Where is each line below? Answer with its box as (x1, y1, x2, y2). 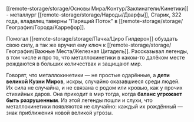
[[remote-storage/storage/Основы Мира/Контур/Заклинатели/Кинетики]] (6, 5, 189, 12)
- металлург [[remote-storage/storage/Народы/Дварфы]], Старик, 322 (6, 11, 182, 18)
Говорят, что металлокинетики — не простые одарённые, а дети (6, 72, 170, 78)
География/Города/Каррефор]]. (6, 24, 86, 31)
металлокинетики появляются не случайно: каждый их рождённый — (6, 103, 183, 110)
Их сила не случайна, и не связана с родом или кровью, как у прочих (6, 84, 183, 91)
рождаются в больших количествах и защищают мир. (6, 60, 143, 67)
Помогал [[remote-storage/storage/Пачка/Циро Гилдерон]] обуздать (6, 35, 178, 42)
